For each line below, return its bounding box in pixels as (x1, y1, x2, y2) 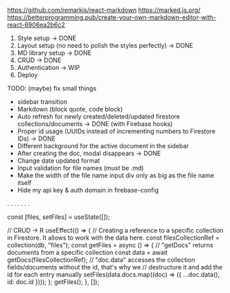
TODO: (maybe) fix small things (7, 85, 97, 92)
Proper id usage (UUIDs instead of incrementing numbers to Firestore (17, 127, 216, 135)
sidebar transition (17, 98, 68, 106)
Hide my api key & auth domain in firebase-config (17, 186, 159, 194)
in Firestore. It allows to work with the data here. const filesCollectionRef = (7, 233, 220, 242)
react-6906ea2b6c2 (7, 21, 66, 28)
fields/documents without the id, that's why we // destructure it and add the (7, 263, 223, 271)
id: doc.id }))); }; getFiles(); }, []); (7, 278, 100, 286)
